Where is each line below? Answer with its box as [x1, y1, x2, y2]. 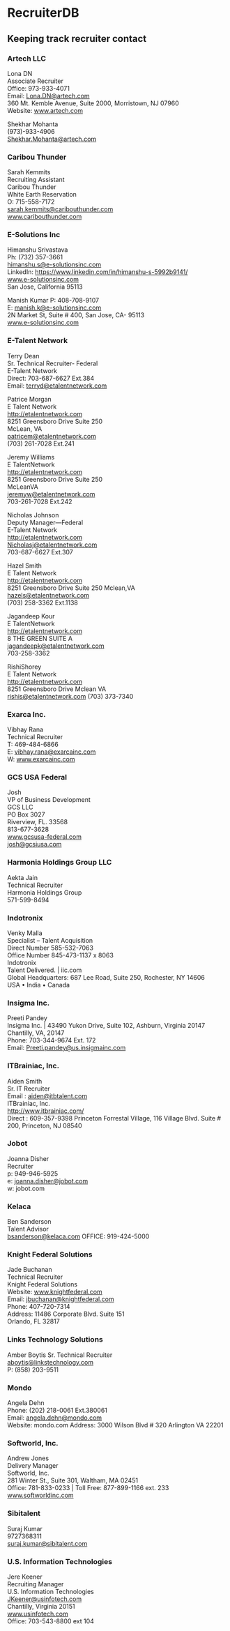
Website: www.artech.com [7, 106, 84, 114]
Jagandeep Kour [7, 612, 55, 620]
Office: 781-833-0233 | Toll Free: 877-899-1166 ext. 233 [7, 1484, 169, 1492]
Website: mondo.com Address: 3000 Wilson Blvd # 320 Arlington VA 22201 [7, 1421, 224, 1429]
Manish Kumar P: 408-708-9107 [7, 296, 100, 305]
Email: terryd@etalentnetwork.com [7, 381, 107, 390]
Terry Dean [7, 351, 40, 360]
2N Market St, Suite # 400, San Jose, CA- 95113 [7, 311, 145, 319]
